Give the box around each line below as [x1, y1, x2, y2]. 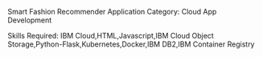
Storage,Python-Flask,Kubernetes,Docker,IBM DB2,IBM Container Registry [7, 39, 255, 49]
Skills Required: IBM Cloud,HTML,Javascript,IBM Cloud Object [7, 31, 214, 40]
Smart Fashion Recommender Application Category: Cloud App [7, 7, 217, 16]
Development [7, 15, 52, 25]
